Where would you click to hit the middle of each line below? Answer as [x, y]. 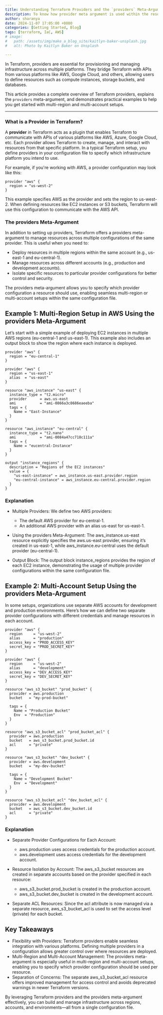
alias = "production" [37, 639]
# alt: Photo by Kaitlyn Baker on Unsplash [52, 46]
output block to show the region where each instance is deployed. [71, 343]
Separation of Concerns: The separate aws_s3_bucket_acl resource [80, 977]
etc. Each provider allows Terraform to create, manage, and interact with [77, 142]
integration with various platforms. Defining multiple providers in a [78, 946]
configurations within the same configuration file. [61, 571]
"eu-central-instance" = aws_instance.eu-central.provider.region [82, 480]
